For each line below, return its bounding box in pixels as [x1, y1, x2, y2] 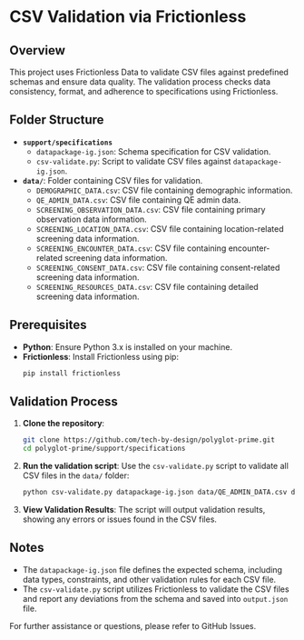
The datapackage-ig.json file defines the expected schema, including [22, 564, 283, 575]
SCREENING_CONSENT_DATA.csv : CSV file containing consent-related [35, 262, 280, 273]
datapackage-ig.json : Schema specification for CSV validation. [35, 145, 271, 156]
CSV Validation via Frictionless [9, 6, 247, 27]
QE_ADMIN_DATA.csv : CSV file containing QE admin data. [35, 194, 241, 205]
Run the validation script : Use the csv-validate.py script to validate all [22, 461, 289, 472]
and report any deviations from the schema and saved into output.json [22, 593, 289, 604]
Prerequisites [9, 317, 87, 333]
